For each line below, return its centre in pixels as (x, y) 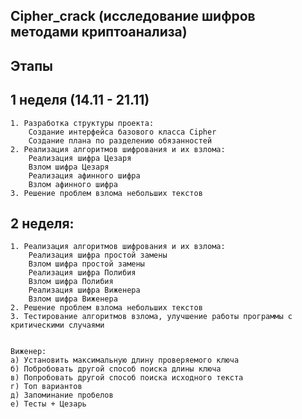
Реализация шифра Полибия (82, 273)
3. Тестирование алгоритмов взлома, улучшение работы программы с (151, 317)
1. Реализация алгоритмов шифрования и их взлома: (118, 247)
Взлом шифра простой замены (86, 264)
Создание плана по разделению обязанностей (120, 140)
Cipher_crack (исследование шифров (133, 16)
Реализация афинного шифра (84, 175)
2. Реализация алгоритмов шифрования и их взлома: (118, 149)
